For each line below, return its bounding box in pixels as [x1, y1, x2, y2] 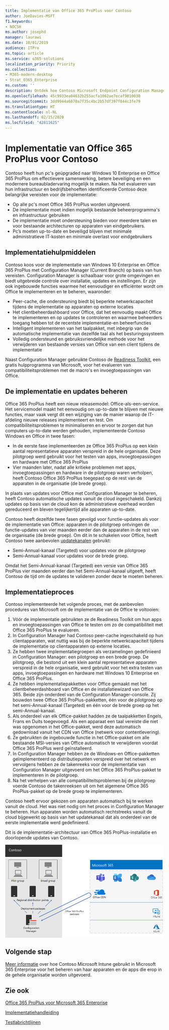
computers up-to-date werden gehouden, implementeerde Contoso [5, 427, 145, 433]
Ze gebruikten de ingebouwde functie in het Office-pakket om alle [12, 735, 150, 741]
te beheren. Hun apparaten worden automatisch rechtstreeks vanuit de [5, 809, 152, 815]
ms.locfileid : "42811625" [5, 120, 59, 125]
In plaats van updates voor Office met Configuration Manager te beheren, [5, 490, 157, 496]
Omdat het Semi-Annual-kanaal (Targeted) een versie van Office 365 [5, 562, 148, 568]
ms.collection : [5, 67, 37, 72]
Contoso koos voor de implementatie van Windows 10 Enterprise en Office [5, 261, 159, 267]
